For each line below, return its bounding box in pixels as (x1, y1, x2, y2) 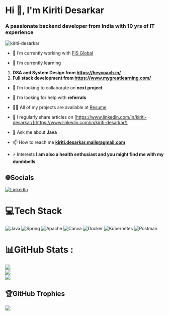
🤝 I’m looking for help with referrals (12, 94, 87, 100)
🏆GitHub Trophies (5, 289, 65, 298)
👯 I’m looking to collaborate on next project (12, 85, 103, 91)
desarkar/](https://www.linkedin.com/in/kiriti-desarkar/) (12, 120, 128, 126)
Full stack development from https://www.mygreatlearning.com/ (12, 75, 151, 81)
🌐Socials (5, 173, 34, 182)
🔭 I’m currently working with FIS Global (12, 50, 94, 56)
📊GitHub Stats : (5, 244, 74, 255)
